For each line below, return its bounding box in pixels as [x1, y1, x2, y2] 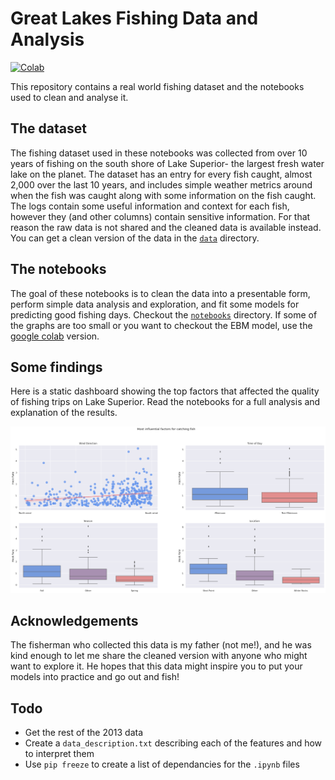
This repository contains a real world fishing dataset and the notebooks [10, 80, 305, 92]
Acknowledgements [10, 613, 139, 630]
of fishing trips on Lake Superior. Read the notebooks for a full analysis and [10, 396, 321, 408]
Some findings [10, 358, 103, 376]
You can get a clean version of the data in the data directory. [10, 232, 260, 244]
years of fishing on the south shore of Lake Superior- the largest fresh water [10, 157, 325, 169]
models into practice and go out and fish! [10, 671, 180, 683]
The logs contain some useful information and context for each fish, [10, 200, 290, 212]
